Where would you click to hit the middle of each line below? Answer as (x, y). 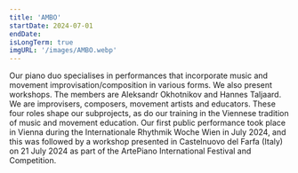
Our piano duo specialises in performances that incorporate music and (139, 75)
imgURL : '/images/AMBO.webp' (63, 51)
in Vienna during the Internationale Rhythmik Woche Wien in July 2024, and (148, 132)
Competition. (33, 161)
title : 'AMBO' (36, 17)
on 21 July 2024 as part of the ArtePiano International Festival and (130, 151)
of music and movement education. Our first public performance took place (148, 123)
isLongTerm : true (41, 42)
